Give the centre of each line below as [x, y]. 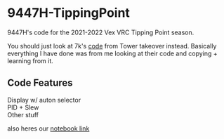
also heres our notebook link [48, 128]
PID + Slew [23, 107]
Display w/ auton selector [44, 100]
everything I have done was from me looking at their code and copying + [112, 53]
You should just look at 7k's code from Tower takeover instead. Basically [112, 46]
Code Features [40, 83]
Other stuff [23, 114]
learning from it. [31, 60]
